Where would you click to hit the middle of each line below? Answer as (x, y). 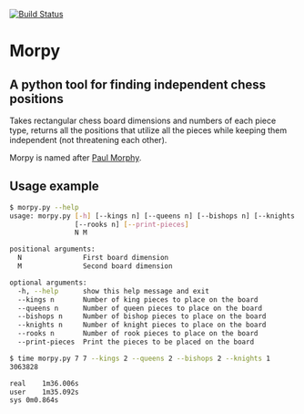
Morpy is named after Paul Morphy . (76, 158)
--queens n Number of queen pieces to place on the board (140, 308)
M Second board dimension (95, 266)
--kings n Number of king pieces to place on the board (138, 300)
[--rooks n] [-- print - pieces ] (132, 224)
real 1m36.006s (44, 383)
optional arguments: (49, 283)
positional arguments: (52, 249)
